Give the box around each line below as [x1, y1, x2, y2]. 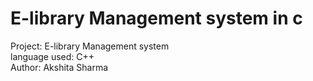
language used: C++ [10, 50, 95, 62]
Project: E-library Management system [10, 40, 170, 52]
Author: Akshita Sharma [10, 61, 109, 73]
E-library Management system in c [10, 7, 303, 30]
